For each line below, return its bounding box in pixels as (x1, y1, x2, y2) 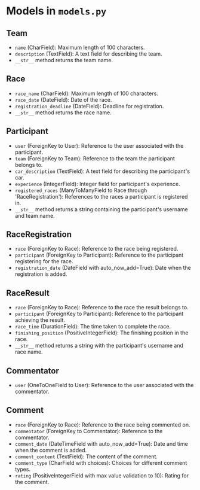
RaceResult (6, 288, 50, 298)
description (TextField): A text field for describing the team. (14, 50, 162, 57)
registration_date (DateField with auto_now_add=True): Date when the (14, 264, 191, 272)
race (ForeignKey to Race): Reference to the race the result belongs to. (14, 304, 189, 311)
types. (14, 465, 31, 473)
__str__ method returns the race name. (14, 109, 112, 116)
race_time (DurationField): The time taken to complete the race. (14, 323, 171, 330)
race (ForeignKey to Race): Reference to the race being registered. (14, 245, 179, 252)
